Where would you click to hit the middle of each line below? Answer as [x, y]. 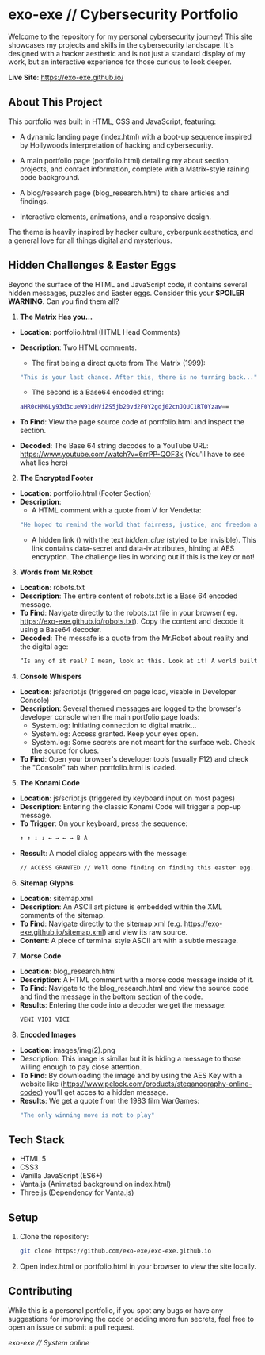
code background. [49, 177]
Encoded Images [48, 1034]
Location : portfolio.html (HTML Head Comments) [100, 332]
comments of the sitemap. [62, 915]
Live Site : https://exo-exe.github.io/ [66, 77]
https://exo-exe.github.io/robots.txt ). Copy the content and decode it [131, 621]
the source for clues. [65, 750]
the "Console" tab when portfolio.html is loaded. [98, 768]
